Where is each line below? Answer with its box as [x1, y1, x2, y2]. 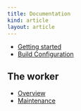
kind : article [7, 17, 49, 24]
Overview [17, 89, 46, 98]
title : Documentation [7, 10, 71, 18]
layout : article [7, 23, 55, 30]
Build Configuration [17, 50, 74, 58]
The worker [7, 70, 59, 82]
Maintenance [17, 96, 56, 105]
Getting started [17, 43, 62, 51]
